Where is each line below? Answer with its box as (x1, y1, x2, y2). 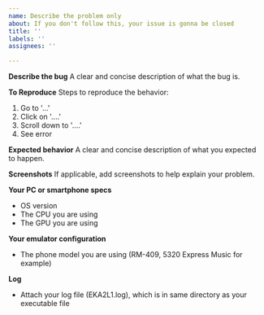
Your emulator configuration (8, 234, 106, 244)
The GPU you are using (19, 218, 99, 228)
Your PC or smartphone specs (8, 185, 112, 195)
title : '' (8, 27, 42, 35)
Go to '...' (19, 103, 50, 113)
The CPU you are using (19, 209, 98, 220)
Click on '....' (19, 112, 62, 122)
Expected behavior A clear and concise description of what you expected (8, 145, 257, 155)
